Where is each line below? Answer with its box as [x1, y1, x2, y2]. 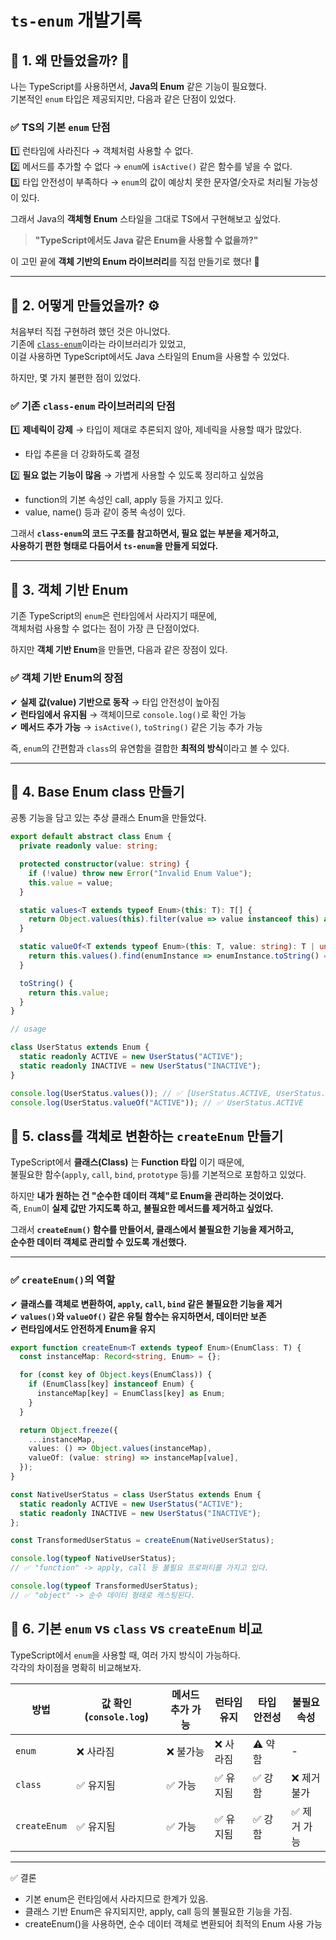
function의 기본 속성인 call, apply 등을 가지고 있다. [24, 494, 224, 506]
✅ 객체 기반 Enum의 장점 [10, 671, 123, 685]
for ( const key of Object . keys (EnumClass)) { [19, 1370, 213, 1380]
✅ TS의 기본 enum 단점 [10, 120, 111, 134]
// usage [10, 1024, 47, 1035]
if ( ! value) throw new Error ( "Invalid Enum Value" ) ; [28, 868, 253, 878]
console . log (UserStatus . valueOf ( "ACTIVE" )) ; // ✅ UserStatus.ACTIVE [10, 1097, 304, 1108]
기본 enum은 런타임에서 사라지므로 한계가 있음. [24, 1892, 209, 1905]
